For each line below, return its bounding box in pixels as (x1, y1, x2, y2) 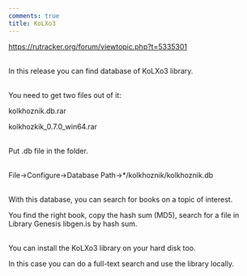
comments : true (8, 11, 60, 20)
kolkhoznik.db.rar (8, 106, 66, 116)
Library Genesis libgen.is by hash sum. (8, 219, 138, 228)
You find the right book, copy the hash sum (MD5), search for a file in (8, 210, 240, 219)
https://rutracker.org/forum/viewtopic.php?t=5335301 (8, 41, 188, 51)
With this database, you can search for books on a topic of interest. (8, 194, 233, 204)
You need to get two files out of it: (8, 90, 121, 100)
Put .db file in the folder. (8, 146, 89, 155)
